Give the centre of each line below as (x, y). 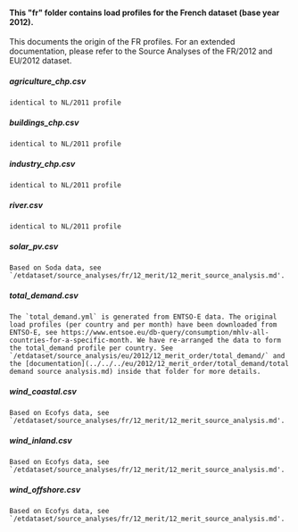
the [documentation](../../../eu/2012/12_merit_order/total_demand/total (149, 364)
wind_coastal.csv (43, 391)
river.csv (26, 204)
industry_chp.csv (42, 163)
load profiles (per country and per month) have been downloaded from (143, 325)
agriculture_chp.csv (48, 81)
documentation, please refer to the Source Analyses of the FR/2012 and (141, 51)
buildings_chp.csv (44, 122)
